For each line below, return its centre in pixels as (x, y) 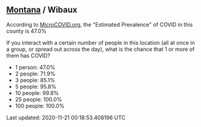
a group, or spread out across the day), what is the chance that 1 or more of (100, 49)
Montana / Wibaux (42, 10)
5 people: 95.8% (36, 86)
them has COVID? (28, 55)
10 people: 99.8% (37, 93)
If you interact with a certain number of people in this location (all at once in (100, 42)
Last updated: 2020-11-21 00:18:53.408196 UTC (66, 117)
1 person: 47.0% (35, 67)
